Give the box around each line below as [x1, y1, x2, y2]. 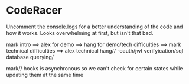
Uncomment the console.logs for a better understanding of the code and [6, 23, 183, 30]
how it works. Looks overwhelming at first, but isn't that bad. [6, 29, 154, 36]
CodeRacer [6, 4, 63, 17]
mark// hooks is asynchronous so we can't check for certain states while [6, 64, 183, 72]
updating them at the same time [6, 71, 84, 78]
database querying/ [6, 53, 54, 60]
